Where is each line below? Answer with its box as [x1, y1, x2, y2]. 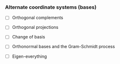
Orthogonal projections [12, 25, 59, 30]
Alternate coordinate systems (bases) [5, 4, 97, 11]
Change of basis [12, 34, 45, 40]
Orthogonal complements [12, 15, 63, 21]
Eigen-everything [12, 53, 47, 59]
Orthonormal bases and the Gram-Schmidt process [12, 44, 115, 50]
